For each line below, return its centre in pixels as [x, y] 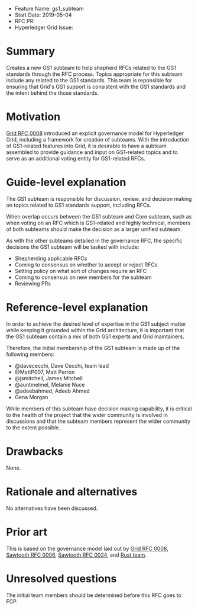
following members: [30, 354]
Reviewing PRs [33, 283]
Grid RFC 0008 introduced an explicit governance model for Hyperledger [95, 133]
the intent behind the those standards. [53, 93]
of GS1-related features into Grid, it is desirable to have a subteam [86, 146]
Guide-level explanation [66, 182]
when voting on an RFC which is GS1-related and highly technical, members [98, 223]
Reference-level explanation [77, 307]
